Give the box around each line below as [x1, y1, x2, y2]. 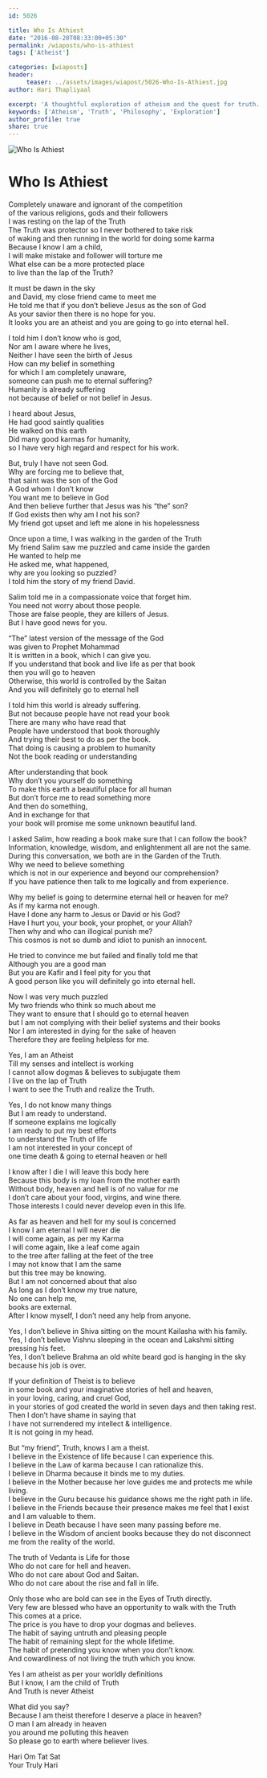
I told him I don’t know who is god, [8, 333, 122, 343]
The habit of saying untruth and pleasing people [8, 1628, 167, 1638]
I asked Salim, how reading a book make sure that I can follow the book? [8, 834, 247, 844]
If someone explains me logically [8, 1117, 116, 1127]
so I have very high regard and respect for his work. [8, 443, 180, 453]
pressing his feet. [8, 1344, 66, 1353]
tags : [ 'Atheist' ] [8, 49, 70, 57]
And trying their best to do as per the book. [8, 735, 151, 744]
